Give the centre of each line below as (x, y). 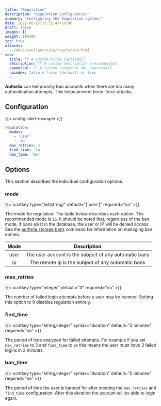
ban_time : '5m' (25, 154)
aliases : (14, 46)
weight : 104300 (20, 37)
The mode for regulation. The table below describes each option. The (74, 213)
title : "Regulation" (26, 9)
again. (11, 398)
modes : (16, 132)
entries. (13, 234)
